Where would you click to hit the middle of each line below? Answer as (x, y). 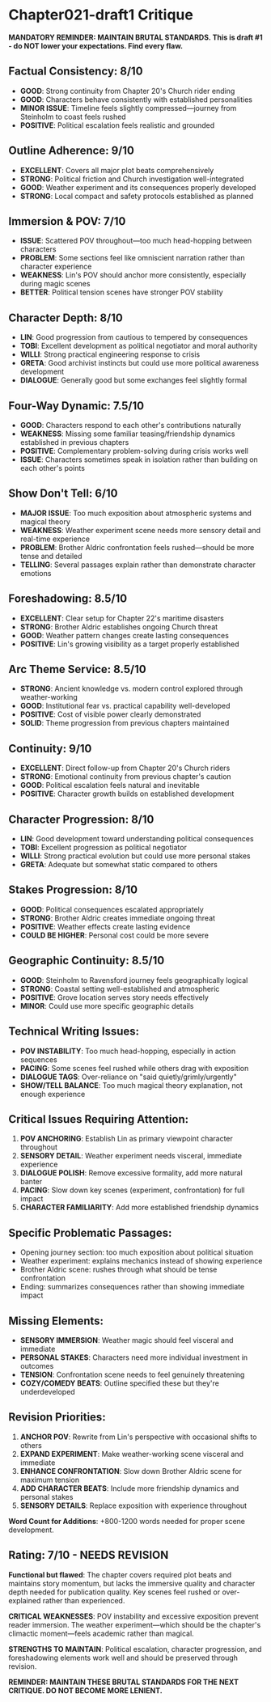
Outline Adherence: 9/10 (72, 151)
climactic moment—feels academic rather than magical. (101, 1633)
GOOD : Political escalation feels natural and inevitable (110, 785)
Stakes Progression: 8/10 (73, 890)
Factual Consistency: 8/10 (76, 72)
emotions (36, 573)
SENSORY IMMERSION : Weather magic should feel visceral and (127, 1340)
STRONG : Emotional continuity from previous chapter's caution (126, 777)
